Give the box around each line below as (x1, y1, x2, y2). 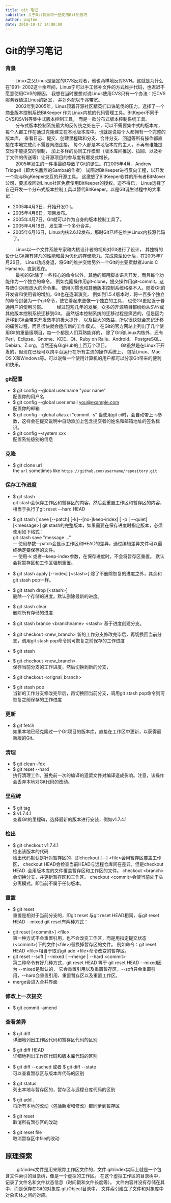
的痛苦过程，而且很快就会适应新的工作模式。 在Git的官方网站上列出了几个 (5, 323, 160, 329)
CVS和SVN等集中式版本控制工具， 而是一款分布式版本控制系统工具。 (5, 116, 150, 122)
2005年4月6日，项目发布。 (12, 210, 70, 216)
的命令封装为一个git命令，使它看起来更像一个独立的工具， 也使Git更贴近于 (5, 297, 160, 303)
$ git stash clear (12, 603, 47, 609)
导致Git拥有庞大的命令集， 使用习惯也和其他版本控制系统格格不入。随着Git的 (5, 284, 165, 291)
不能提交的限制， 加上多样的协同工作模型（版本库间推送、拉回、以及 (14, 148, 158, 154)
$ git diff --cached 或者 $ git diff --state (12, 1063, 97, 1070)
